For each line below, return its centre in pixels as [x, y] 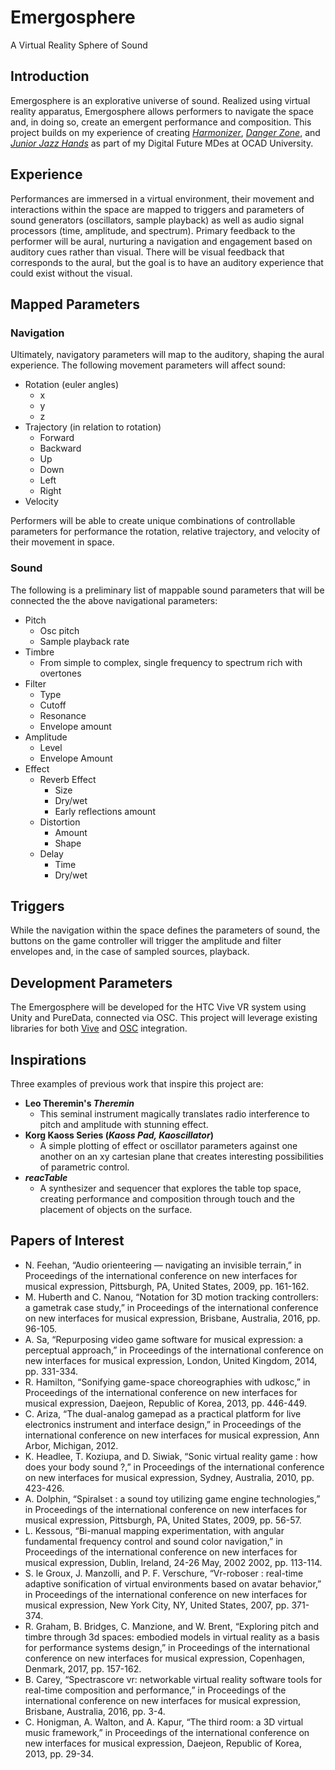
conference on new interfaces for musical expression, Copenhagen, [165, 1658]
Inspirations [48, 1059]
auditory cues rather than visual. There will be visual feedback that [147, 252]
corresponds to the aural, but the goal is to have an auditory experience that [167, 262]
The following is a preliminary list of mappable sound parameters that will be [167, 590]
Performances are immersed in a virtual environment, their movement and [162, 198]
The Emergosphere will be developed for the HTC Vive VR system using [158, 1007]
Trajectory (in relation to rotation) [93, 427]
